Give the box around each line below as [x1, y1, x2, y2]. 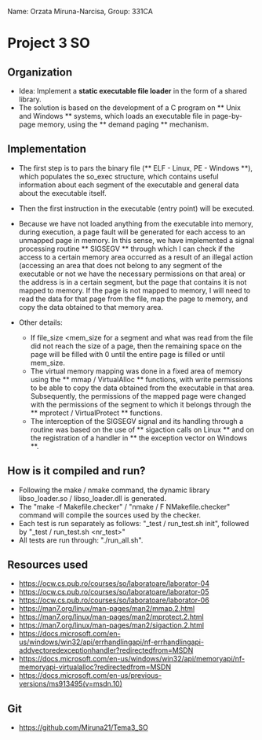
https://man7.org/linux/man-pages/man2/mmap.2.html [18, 604, 195, 613]
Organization [7, 65, 72, 79]
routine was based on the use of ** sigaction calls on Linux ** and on [30, 425, 254, 434]
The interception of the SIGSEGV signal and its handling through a [30, 416, 244, 425]
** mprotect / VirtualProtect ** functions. [30, 408, 162, 418]
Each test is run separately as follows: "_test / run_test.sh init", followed [18, 518, 249, 528]
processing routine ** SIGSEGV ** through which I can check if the [18, 244, 235, 253]
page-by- [212, 112, 242, 120]
